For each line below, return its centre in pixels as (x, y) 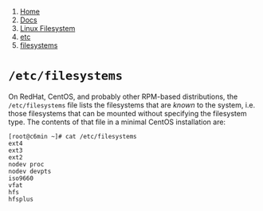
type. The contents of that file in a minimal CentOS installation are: (117, 122)
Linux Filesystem (47, 28)
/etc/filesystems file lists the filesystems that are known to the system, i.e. (132, 105)
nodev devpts (30, 171)
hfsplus (21, 199)
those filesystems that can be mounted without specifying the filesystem (128, 113)
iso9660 (21, 178)
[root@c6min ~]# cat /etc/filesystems (73, 136)
